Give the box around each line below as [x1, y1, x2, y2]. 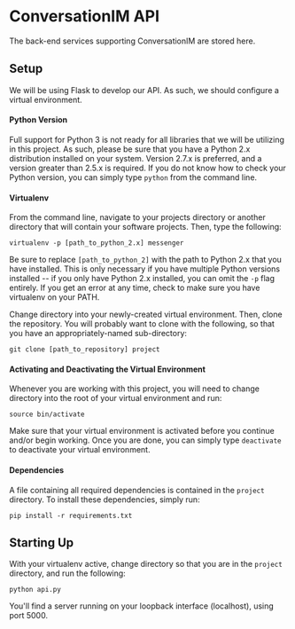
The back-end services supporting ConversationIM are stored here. [9, 35, 256, 46]
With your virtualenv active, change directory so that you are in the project [9, 559, 283, 570]
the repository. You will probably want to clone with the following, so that [9, 318, 275, 329]
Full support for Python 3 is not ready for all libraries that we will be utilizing [9, 134, 285, 145]
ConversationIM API [9, 6, 160, 27]
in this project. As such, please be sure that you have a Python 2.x [9, 144, 251, 154]
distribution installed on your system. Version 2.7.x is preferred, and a [9, 153, 262, 163]
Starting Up [9, 535, 74, 550]
